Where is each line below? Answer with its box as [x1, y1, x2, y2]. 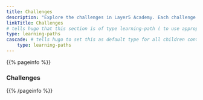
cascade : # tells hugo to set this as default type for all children [6, 37, 185, 43]
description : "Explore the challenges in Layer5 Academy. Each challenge [6, 14, 196, 20]
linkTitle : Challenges [6, 20, 63, 26]
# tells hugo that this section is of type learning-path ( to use [6, 25, 180, 32]
